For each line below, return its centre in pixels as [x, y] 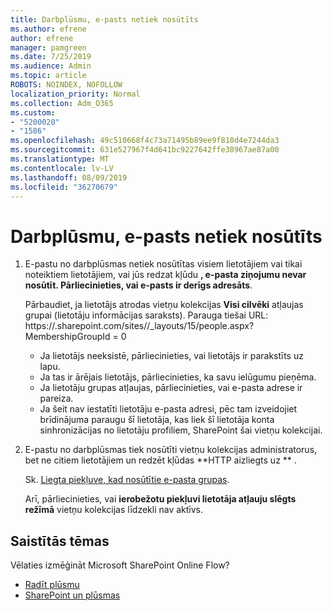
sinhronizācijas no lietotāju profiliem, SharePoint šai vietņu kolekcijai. [181, 430]
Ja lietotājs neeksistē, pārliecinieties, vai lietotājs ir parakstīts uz [171, 356]
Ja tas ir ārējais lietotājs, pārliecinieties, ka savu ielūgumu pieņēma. [178, 377]
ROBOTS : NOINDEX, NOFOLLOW [66, 85]
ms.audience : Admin [51, 66]
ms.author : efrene [48, 29]
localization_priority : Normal [75, 94]
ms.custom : [33, 112]
